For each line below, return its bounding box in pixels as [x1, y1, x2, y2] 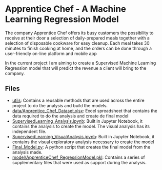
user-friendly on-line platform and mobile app [5, 50, 97, 57]
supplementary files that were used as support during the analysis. [12, 159, 147, 165]
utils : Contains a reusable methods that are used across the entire [12, 97, 145, 103]
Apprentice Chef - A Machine [5, 3, 126, 15]
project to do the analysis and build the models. [12, 102, 108, 108]
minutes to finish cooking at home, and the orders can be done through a [5, 45, 152, 51]
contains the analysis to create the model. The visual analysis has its [12, 123, 150, 129]
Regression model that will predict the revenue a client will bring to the [5, 65, 146, 71]
